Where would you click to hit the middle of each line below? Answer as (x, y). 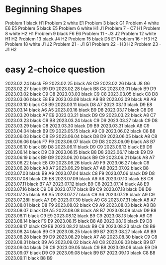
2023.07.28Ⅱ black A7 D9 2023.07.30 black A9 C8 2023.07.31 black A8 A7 (81, 200)
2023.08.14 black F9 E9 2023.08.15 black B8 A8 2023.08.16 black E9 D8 (79, 221)
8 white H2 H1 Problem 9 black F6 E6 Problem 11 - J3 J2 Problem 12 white (81, 33)
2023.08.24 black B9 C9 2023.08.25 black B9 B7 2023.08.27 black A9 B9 (81, 231)
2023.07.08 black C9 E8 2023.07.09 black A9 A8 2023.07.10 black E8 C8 (79, 178)
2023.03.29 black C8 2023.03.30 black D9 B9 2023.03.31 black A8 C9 (78, 126)
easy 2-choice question (55, 69)
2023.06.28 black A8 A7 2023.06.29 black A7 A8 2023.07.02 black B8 (77, 168)
